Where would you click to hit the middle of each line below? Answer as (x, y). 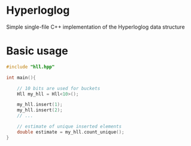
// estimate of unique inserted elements (69, 126)
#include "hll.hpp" (31, 67)
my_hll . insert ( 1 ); (40, 105)
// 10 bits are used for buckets (59, 88)
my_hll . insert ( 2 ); (40, 110)
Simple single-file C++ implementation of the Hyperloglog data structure (95, 27)
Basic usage (37, 51)
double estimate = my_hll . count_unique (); (71, 132)
